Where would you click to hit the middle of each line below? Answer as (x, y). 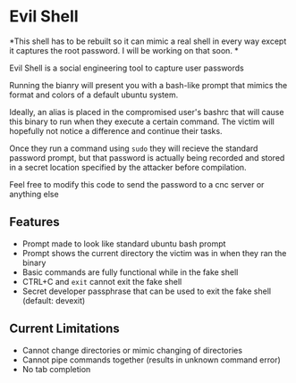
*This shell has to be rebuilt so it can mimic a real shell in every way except (148, 41)
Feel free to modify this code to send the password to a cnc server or (137, 184)
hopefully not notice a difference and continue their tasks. (116, 130)
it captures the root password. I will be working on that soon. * (124, 50)
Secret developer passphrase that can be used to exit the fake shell (146, 291)
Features (34, 222)
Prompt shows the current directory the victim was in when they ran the (154, 253)
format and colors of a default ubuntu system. (94, 95)
